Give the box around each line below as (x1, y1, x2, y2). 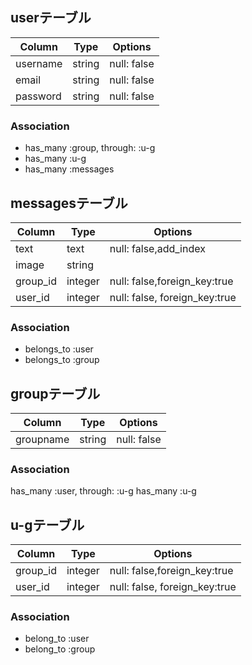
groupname (15, 433, 70, 447)
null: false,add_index (109, 241, 206, 255)
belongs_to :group (24, 354, 100, 366)
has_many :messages (24, 163, 115, 175)
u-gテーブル (10, 516, 85, 533)
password (15, 89, 62, 103)
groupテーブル (10, 385, 101, 402)
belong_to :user (24, 633, 90, 645)
